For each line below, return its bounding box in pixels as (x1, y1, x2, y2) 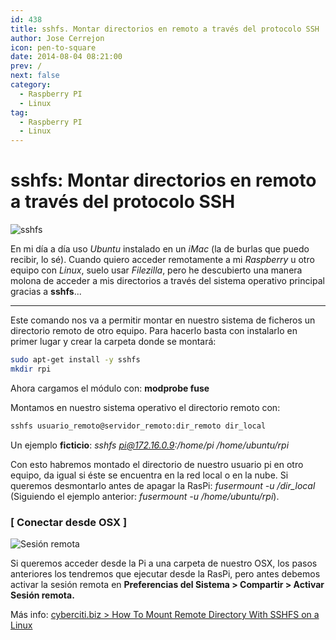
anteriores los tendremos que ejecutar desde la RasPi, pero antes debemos (10, 567, 321, 580)
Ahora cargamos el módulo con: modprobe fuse (10, 382, 210, 394)
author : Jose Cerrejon (10, 33, 105, 43)
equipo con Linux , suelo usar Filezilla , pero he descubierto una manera (10, 264, 303, 276)
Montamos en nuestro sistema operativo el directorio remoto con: (10, 401, 281, 413)
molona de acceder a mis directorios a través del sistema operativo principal (10, 275, 325, 287)
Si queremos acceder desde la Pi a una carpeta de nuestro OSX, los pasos (10, 557, 318, 569)
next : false (10, 71, 60, 81)
